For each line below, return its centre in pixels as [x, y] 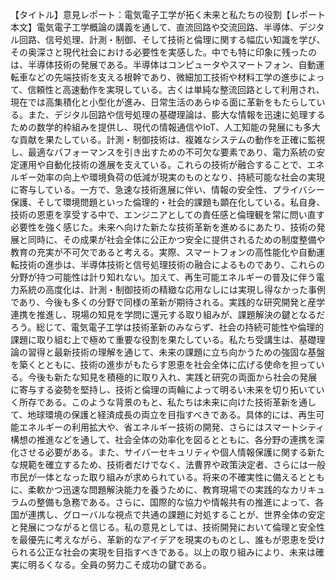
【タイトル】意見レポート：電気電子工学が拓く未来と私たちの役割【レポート [168, 14]
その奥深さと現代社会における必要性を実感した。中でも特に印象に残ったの [163, 52]
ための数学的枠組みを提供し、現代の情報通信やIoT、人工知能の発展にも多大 [166, 127]
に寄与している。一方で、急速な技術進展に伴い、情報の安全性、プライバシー [167, 189]
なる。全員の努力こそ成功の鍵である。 [132, 564]
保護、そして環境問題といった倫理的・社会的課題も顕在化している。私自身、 [168, 202]
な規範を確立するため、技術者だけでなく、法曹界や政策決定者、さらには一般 [168, 464]
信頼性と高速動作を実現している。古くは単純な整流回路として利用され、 [176, 89]
